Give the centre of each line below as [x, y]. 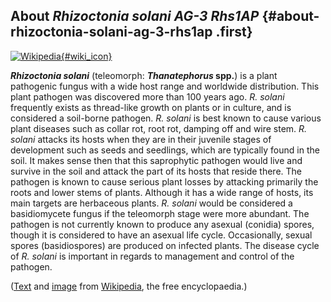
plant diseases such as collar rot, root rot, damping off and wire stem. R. [159, 128]
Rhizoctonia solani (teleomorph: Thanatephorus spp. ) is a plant [144, 75]
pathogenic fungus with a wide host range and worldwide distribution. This [165, 86]
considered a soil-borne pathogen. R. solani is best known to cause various [166, 118]
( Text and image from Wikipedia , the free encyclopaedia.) [129, 286]
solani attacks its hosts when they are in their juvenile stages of [141, 139]
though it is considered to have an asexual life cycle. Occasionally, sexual [161, 235]
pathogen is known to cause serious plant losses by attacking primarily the [164, 181]
